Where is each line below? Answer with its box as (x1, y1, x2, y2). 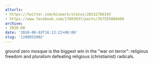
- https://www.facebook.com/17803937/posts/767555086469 (5, 16, 124, 21)
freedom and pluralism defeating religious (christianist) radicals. (5, 53, 135, 59)
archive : (5, 21, 23, 26)
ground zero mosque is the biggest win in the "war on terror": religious (5, 48, 149, 54)
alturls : (5, 7, 23, 12)
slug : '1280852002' (5, 35, 45, 40)
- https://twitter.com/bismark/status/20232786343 (5, 12, 111, 17)
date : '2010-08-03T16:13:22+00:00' (5, 30, 78, 35)
